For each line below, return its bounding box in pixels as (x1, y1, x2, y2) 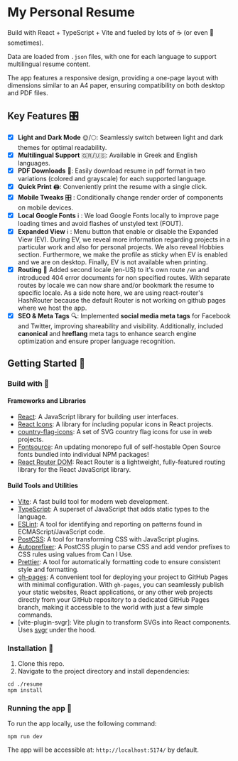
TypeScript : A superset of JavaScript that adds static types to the (17, 504, 210, 513)
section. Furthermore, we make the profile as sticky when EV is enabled (17, 250, 228, 259)
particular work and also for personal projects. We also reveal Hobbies (17, 243, 224, 251)
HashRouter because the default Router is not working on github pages (17, 296, 226, 305)
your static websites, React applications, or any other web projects (17, 588, 213, 596)
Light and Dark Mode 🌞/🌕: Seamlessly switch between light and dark (17, 133, 224, 141)
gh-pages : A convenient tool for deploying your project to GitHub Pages (17, 573, 229, 581)
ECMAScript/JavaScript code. (17, 527, 105, 536)
